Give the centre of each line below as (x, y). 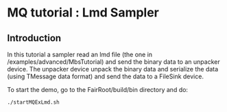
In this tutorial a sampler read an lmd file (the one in (80, 54)
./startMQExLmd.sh (33, 102)
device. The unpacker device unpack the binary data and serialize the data (113, 69)
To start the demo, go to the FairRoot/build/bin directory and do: (98, 90)
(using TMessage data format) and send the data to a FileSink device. (106, 76)
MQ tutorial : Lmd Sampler (83, 13)
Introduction (34, 38)
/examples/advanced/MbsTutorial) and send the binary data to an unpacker (114, 62)
